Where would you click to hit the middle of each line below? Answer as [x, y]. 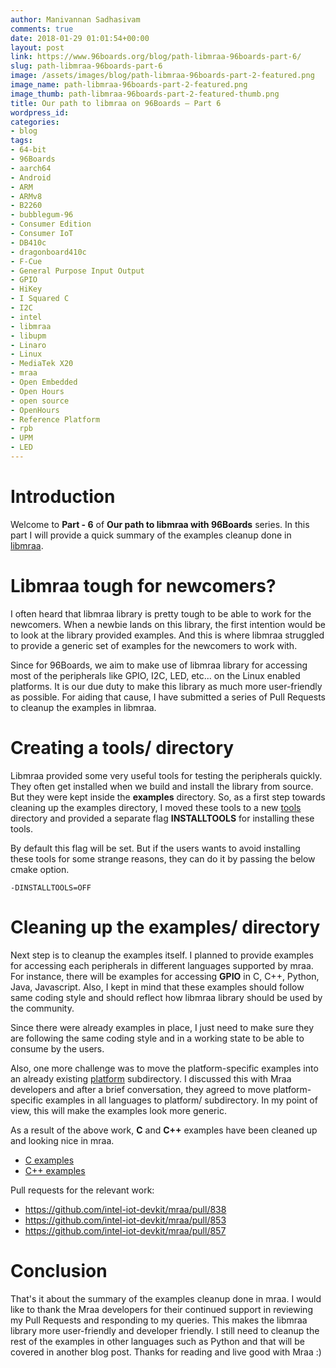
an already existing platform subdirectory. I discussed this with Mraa [151, 1078]
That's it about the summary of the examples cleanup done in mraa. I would [166, 1298]
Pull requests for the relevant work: [82, 1190]
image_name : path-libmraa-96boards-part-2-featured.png [129, 85]
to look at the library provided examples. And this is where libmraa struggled [167, 635]
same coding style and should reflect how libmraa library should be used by [166, 997]
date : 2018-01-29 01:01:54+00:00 [80, 38]
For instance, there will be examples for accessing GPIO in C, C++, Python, [165, 976]
